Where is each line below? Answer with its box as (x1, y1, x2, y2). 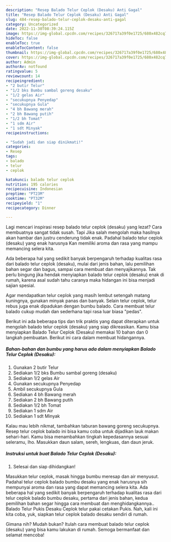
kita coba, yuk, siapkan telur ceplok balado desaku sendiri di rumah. (6, 511, 148, 517)
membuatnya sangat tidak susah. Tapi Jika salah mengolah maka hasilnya (6, 229, 160, 235)
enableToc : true (6, 41, 40, 46)
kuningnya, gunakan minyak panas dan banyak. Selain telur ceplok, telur (6, 297, 157, 304)
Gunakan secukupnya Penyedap (13, 380, 81, 386)
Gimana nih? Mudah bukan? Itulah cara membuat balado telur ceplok (6, 521, 150, 527)
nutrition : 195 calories (6, 182, 58, 187)
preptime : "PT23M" (6, 191, 45, 196)
